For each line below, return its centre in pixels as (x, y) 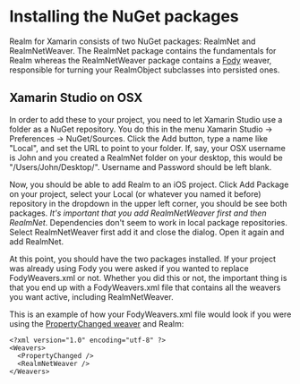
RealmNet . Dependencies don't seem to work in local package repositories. (149, 222)
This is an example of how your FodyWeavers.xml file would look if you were (150, 314)
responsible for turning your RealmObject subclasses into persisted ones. (145, 70)
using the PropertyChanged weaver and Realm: (97, 323)
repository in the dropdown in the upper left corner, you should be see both (148, 203)
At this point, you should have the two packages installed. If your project (142, 259)
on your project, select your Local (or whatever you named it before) (135, 193)
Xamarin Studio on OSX (76, 98)
